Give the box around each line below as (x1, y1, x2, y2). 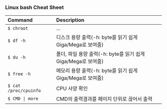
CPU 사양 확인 (56, 85, 88, 92)
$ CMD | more (7, 96, 39, 102)
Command (7, 17, 33, 24)
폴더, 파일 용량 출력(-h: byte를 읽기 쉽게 (56, 51, 145, 58)
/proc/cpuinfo (7, 88, 41, 94)
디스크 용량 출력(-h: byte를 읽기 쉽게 (56, 34, 138, 41)
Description (56, 17, 84, 24)
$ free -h (7, 71, 31, 77)
